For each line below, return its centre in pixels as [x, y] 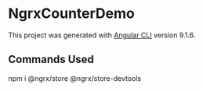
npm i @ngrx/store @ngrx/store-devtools [75, 78]
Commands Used [51, 59]
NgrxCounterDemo [71, 14]
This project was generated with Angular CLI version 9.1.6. [102, 35]
